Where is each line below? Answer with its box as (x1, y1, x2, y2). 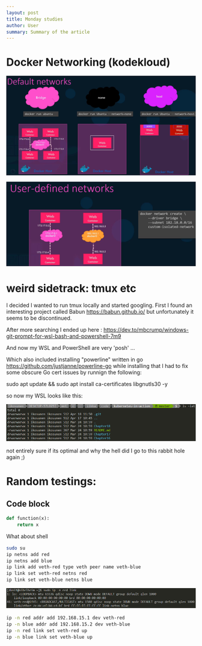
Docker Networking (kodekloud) (6, 55, 171, 69)
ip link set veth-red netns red (6, 571, 87, 577)
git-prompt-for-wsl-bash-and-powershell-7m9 (6, 332, 121, 340)
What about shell (6, 533, 48, 540)
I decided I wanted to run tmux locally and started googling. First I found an (6, 302, 192, 309)
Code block (6, 498, 50, 509)
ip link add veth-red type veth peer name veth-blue (6, 564, 141, 570)
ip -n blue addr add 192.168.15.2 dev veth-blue (6, 621, 130, 627)
